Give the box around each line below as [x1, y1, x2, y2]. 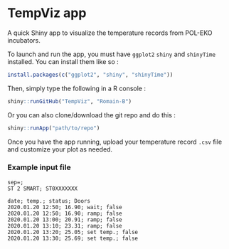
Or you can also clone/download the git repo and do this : [7, 110, 176, 119]
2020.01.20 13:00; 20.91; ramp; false [7, 216, 122, 223]
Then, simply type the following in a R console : [7, 84, 147, 92]
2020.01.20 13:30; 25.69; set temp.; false [7, 235, 139, 242]
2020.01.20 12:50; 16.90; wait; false [7, 203, 122, 211]
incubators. [7, 36, 41, 44]
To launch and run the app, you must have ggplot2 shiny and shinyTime [7, 50, 215, 58]
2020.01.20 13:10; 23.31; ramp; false [7, 222, 122, 229]
